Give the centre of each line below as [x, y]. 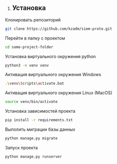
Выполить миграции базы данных [40, 129]
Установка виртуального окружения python [50, 56]
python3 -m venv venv [27, 65]
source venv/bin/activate [31, 102]
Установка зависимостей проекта [40, 111]
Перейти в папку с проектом [35, 38]
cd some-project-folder [29, 47]
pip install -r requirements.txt [39, 120]
